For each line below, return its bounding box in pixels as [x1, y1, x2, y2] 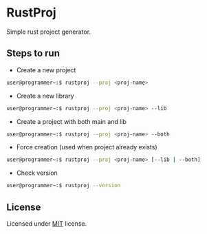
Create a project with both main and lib [16, 117, 127, 125]
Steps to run [6, 47, 60, 59]
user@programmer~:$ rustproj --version [6, 182, 121, 189]
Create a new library [16, 92, 74, 100]
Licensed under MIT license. [6, 219, 87, 228]
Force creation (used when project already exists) [16, 143, 157, 151]
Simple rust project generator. [6, 28, 91, 36]
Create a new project [16, 65, 76, 74]
